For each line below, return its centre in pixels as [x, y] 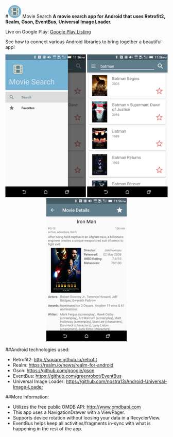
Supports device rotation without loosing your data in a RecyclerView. [86, 417]
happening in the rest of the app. [47, 429]
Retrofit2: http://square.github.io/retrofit [55, 359]
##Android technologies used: [37, 349]
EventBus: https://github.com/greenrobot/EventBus [67, 376]
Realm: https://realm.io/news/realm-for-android [63, 365]
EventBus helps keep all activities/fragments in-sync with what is [82, 423]
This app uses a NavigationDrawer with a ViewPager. [69, 412]
